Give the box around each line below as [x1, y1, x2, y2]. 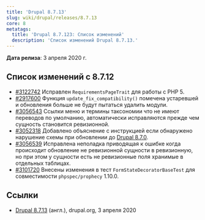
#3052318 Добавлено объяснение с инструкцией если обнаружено [15, 127, 193, 134]
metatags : [6, 26, 32, 32]
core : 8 [6, 20, 26, 26]
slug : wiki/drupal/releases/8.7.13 [6, 15, 97, 21]
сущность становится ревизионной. [15, 120, 110, 128]
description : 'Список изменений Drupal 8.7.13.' [12, 37, 138, 43]
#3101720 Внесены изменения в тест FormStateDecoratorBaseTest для [15, 166, 195, 173]
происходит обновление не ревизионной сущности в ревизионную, [15, 146, 193, 153]
